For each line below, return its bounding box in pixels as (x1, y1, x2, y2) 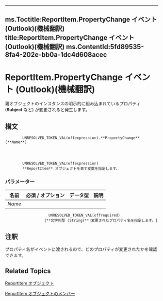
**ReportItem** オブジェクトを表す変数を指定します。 (22, 166, 120, 171)
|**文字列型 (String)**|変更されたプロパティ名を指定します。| (44, 218, 158, 223)
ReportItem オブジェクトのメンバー (5, 291, 75, 297)
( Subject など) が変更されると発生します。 (5, 107, 90, 113)
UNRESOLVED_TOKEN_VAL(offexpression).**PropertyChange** (22, 135, 140, 141)
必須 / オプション (26, 192, 65, 199)
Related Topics (5, 267, 51, 275)
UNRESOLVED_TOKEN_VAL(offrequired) (48, 213, 120, 218)
